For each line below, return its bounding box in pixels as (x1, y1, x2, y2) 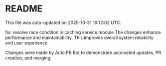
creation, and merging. (5, 54, 52, 60)
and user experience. (5, 39, 49, 45)
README (5, 3, 43, 14)
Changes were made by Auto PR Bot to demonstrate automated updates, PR (5, 49, 162, 55)
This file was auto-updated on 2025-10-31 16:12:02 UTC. (5, 19, 122, 25)
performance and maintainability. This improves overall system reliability (5, 34, 154, 40)
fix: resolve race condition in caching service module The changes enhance (5, 29, 161, 35)
